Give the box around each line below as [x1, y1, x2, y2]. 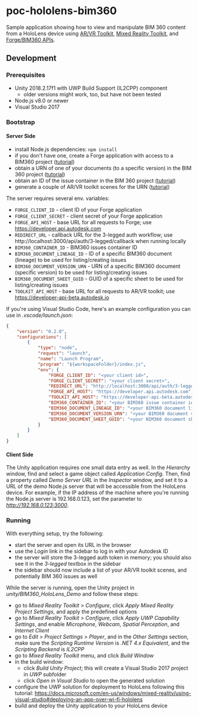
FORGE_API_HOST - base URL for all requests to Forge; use [14, 218, 152, 225]
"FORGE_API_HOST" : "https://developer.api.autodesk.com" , [48, 389, 194, 395]
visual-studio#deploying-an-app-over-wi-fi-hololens [14, 696, 143, 703]
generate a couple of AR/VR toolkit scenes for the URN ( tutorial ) [14, 183, 170, 190]
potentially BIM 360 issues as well [14, 572, 98, 579]
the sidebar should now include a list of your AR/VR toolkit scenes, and [14, 566, 187, 573]
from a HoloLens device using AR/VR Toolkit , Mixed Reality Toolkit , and [6, 29, 179, 37]
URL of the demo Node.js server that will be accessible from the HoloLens [6, 483, 186, 490]
